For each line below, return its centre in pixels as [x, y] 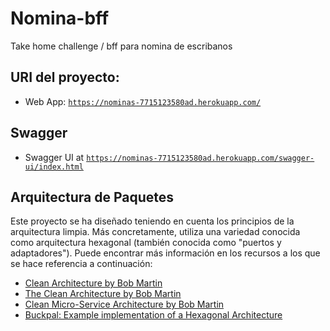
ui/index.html [54, 167]
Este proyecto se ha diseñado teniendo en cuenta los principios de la [152, 221]
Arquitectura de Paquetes [92, 197]
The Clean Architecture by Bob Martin [103, 294]
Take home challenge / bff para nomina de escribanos [121, 46]
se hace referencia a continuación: [81, 264]
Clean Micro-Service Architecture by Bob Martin [124, 304]
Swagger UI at [54, 157]
